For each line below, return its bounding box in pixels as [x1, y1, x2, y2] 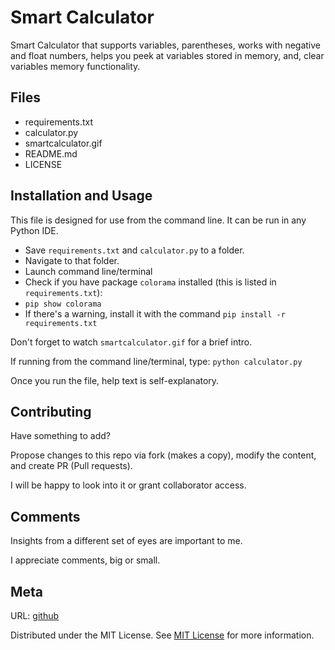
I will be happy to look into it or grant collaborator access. [10, 479, 247, 491]
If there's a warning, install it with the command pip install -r [24, 307, 286, 320]
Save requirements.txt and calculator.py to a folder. [24, 244, 245, 256]
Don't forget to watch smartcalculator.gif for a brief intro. [10, 336, 253, 348]
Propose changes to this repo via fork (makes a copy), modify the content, [10, 449, 317, 461]
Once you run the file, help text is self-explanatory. [10, 374, 220, 386]
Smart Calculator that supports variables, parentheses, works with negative [10, 39, 322, 51]
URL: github [10, 610, 60, 621]
